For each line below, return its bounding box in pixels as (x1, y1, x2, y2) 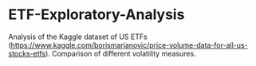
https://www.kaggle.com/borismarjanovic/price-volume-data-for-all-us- (10, 40, 249, 49)
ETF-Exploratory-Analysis (8, 6, 185, 24)
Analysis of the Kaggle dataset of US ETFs (8, 32, 148, 41)
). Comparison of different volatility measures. (45, 49, 197, 58)
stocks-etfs (8, 49, 46, 58)
